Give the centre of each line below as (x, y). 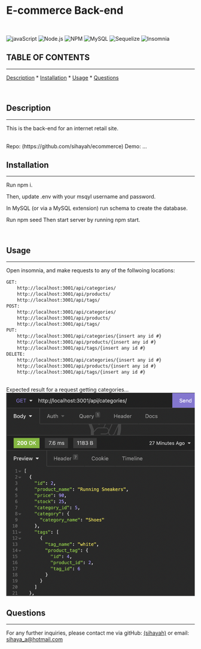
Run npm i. (19, 185)
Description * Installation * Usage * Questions (63, 77)
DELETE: (16, 354)
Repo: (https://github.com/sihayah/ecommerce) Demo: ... (77, 146)
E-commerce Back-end (65, 10)
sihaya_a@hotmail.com (34, 639)
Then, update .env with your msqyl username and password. (81, 197)
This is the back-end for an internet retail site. (62, 128)
